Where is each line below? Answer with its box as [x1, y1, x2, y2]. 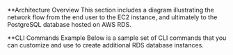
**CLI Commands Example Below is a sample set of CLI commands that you [7, 34, 227, 42]
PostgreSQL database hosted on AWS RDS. [7, 21, 131, 28]
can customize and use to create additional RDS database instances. [7, 41, 204, 49]
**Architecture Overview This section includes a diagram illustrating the [7, 6, 214, 14]
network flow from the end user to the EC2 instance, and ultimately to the [7, 13, 218, 21]
